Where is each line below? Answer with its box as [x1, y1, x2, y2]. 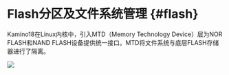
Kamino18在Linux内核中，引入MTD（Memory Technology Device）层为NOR [7, 30, 223, 38]
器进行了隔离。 [7, 47, 50, 55]
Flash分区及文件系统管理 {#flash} [7, 6, 199, 22]
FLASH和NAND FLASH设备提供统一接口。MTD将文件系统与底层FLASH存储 [7, 38, 219, 46]
